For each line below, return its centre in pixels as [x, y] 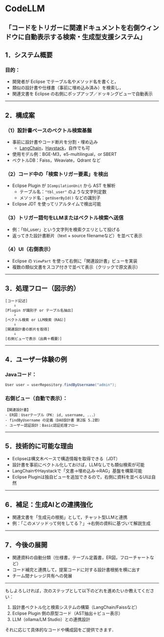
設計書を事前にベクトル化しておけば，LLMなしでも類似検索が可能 [78, 465]
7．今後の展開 [26, 545]
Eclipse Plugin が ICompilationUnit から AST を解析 [64, 185]
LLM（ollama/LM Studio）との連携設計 [51, 619]
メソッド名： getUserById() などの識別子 [60, 198]
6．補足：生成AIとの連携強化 [49, 504]
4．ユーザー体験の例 [36, 360]
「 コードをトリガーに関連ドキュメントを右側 [72, 28]
